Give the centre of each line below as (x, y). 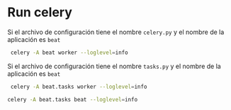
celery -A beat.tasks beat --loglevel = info (73, 99)
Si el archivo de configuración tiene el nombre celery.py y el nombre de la (116, 32)
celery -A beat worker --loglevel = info (69, 53)
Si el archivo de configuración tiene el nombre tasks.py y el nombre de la (114, 66)
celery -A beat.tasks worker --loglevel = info (79, 87)
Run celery (40, 12)
